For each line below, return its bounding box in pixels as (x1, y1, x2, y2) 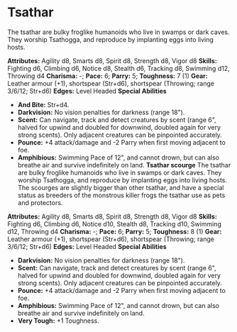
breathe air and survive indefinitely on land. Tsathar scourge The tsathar (17, 160, 231, 169)
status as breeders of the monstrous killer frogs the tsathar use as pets (17, 191, 226, 199)
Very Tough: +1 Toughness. (17, 316, 99, 325)
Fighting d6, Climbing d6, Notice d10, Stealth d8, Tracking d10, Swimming (7, 219, 221, 228)
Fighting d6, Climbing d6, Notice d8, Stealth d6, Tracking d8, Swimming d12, (7, 64, 230, 72)
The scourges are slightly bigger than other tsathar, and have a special (17, 183, 224, 192)
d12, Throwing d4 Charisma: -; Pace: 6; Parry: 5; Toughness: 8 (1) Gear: (7, 227, 222, 236)
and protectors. (17, 198, 63, 206)
